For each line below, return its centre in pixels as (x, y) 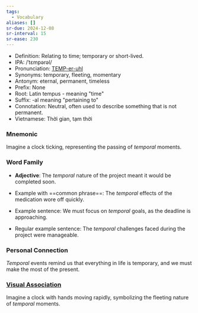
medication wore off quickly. (49, 199)
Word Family (25, 162)
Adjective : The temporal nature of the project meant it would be (93, 175)
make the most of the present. (43, 269)
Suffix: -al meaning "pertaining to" (57, 100)
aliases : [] (21, 22)
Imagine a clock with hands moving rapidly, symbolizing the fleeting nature (98, 298)
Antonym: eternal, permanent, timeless (62, 81)
